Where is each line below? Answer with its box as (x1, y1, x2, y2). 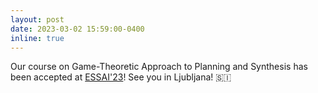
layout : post (10, 14, 65, 25)
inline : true (10, 33, 65, 43)
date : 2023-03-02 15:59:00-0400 (10, 24, 145, 34)
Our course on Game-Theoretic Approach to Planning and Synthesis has (10, 61, 308, 73)
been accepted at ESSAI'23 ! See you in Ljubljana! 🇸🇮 (10, 71, 232, 83)
